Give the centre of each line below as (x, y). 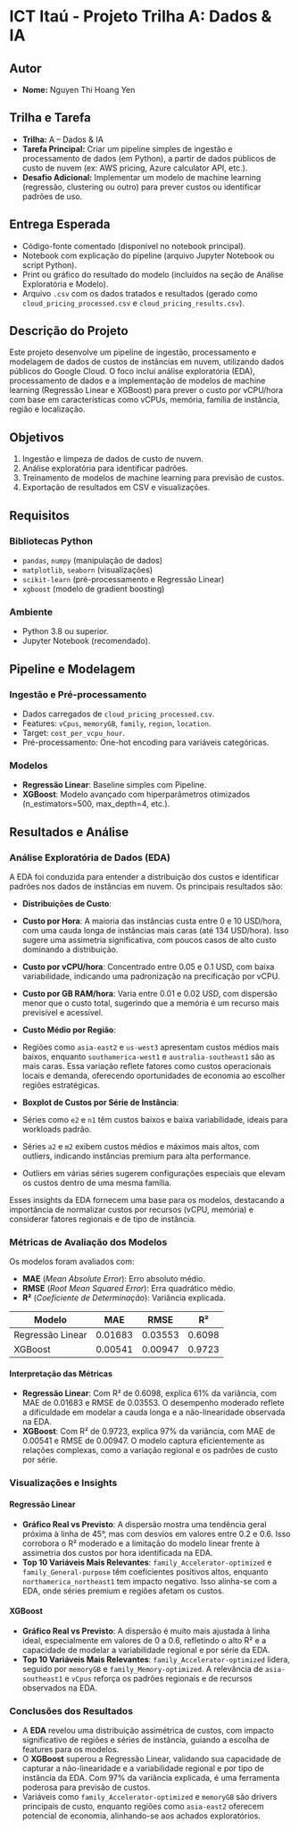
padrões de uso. (52, 196)
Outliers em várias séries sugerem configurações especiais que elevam (154, 1173)
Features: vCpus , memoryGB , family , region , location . (116, 723)
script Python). (50, 264)
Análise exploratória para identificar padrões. (105, 468)
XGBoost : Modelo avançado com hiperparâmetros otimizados (136, 794)
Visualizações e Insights (63, 1483)
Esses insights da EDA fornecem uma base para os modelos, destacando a (147, 1199)
